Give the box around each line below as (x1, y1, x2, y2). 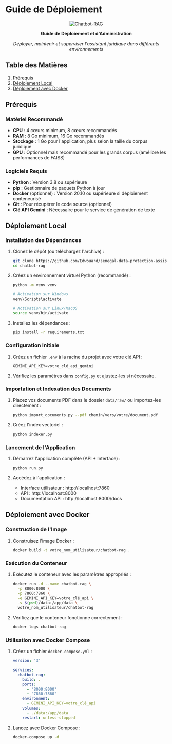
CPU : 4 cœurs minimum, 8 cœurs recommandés (12, 127, 117, 134)
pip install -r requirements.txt (12, 330, 85, 335)
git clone (12, 258, 34, 264)
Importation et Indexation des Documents (5, 385, 111, 393)
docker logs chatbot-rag (12, 624, 66, 630)
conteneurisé (12, 195, 41, 201)
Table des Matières (5, 61, 68, 70)
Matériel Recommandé (5, 116, 63, 123)
